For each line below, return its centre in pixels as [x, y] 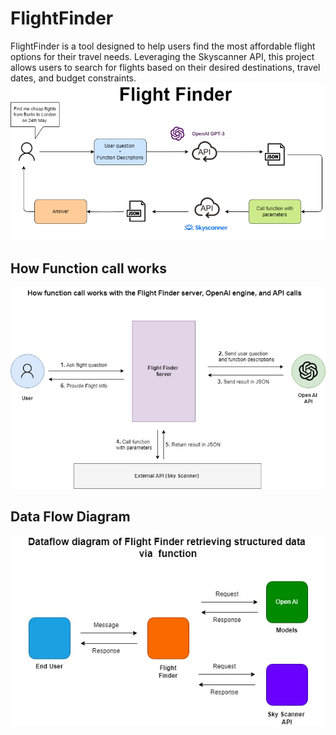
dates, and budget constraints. [73, 78]
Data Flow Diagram [70, 517]
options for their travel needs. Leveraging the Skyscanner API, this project [162, 56]
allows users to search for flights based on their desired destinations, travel [165, 67]
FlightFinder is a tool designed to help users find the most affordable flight [163, 46]
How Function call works [88, 268]
